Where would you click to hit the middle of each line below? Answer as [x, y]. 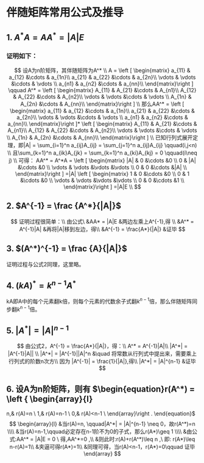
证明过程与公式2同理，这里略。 [45, 264]
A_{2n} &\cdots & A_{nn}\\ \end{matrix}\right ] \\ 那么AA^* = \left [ [102, 104]
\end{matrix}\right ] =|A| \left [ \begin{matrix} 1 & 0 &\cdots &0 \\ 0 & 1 [102, 173]
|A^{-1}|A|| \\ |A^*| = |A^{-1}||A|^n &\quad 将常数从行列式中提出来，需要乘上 [102, 354]
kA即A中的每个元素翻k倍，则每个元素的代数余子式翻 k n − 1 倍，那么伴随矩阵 [99, 301]
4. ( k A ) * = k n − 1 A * [41, 285]
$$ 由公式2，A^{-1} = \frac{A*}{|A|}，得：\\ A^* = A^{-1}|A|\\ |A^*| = [102, 346]
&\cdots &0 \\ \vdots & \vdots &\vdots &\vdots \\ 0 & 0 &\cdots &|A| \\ [102, 167]
